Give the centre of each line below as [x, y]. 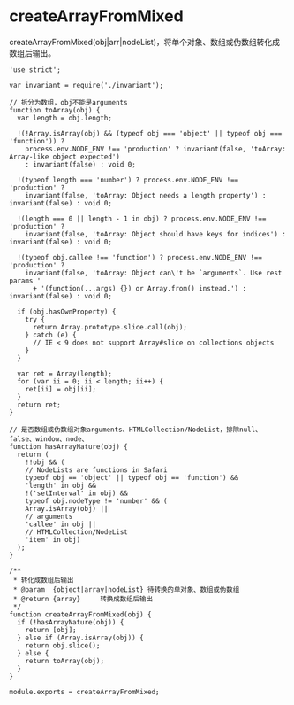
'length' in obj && [61, 485]
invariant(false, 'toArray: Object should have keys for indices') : [156, 234]
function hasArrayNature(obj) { [68, 446]
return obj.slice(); [63, 645]
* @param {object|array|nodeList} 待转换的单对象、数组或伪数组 [126, 589]
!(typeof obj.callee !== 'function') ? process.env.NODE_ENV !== [140, 257]
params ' [25, 281]
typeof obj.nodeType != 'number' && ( [96, 501]
